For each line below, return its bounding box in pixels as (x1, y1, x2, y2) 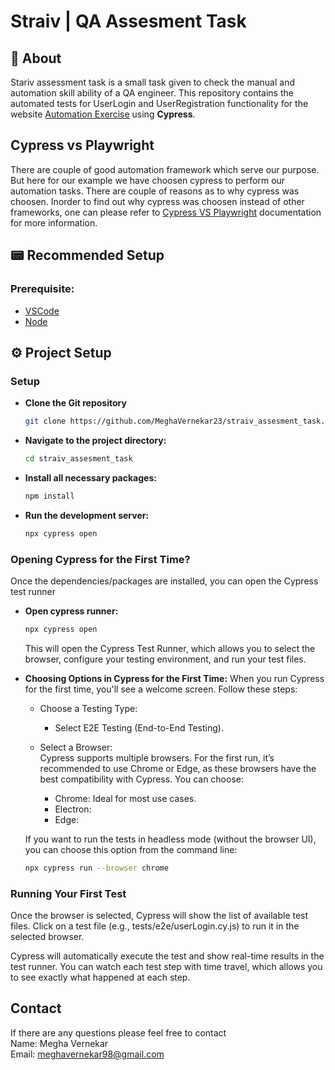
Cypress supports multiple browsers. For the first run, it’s (39, 751, 275, 764)
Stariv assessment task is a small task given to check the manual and (10, 76, 295, 88)
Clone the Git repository (24, 397, 127, 409)
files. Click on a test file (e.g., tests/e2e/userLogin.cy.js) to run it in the (10, 920, 300, 932)
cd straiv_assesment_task (24, 454, 133, 464)
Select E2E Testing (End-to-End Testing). (54, 721, 224, 734)
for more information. (10, 216, 98, 229)
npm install (24, 491, 75, 501)
